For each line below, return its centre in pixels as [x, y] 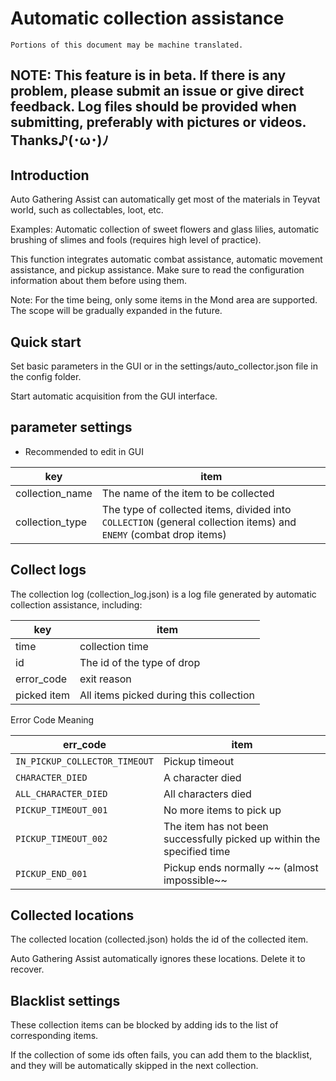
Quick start [46, 342]
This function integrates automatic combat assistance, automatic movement [166, 259]
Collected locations [72, 915]
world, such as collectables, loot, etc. [87, 210]
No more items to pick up [222, 810]
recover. [27, 969]
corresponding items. [54, 1036]
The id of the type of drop [140, 662]
